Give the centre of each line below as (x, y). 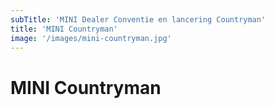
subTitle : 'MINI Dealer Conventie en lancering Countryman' (138, 19)
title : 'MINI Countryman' (64, 29)
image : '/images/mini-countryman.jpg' (91, 38)
